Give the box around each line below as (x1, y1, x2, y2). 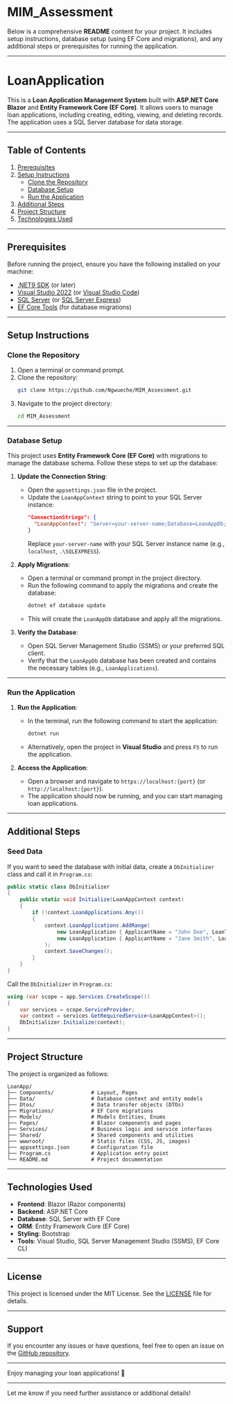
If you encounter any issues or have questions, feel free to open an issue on (7, 1341, 224, 1350)
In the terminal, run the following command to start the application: (27, 717, 218, 725)
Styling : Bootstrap (17, 1229, 71, 1237)
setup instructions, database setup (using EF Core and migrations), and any (7, 34, 223, 42)
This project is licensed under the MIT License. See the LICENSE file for (7, 1289, 212, 1298)
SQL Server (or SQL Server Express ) (17, 295, 121, 304)
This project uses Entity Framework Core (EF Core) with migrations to (7, 452, 208, 460)
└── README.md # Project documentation (7, 1156, 163, 1163)
